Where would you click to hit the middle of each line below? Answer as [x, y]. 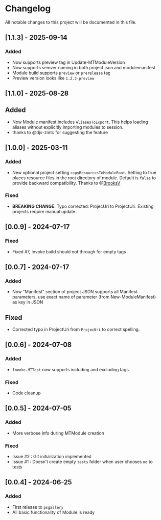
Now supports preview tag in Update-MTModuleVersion [69, 62]
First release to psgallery [38, 507]
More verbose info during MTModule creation [58, 433]
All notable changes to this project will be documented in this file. [71, 22]
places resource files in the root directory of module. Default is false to [84, 178]
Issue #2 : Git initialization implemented [52, 456]
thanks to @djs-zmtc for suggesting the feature [60, 132]
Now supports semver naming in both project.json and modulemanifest [84, 67]
